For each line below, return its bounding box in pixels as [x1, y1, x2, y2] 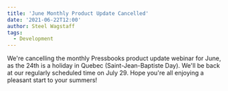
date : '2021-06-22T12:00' [7, 16, 81, 23]
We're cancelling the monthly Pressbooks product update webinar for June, [7, 54, 222, 62]
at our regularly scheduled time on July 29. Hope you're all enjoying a [7, 69, 204, 77]
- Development [13, 36, 54, 42]
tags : [7, 29, 23, 36]
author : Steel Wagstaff [7, 23, 76, 29]
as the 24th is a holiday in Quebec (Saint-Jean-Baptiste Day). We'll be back [7, 62, 220, 70]
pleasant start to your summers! [7, 76, 98, 84]
